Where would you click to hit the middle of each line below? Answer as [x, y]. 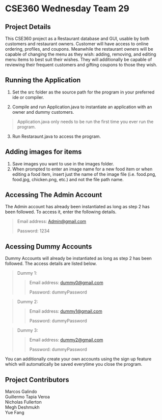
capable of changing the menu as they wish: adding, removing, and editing [81, 54]
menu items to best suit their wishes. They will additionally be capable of [79, 59]
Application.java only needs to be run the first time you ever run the [85, 122]
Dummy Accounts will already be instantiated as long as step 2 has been [79, 258]
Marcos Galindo [21, 391]
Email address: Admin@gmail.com [52, 222]
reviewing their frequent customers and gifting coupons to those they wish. [81, 65]
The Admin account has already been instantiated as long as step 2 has [77, 207]
